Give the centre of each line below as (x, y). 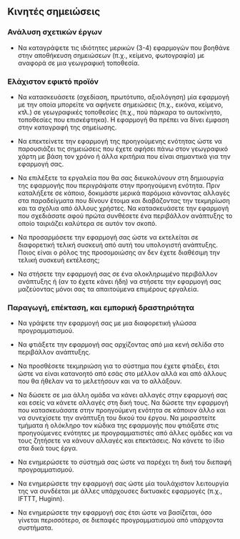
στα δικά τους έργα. (48, 448)
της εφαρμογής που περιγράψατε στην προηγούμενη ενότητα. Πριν (119, 185)
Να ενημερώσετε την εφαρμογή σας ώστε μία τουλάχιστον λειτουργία (123, 484)
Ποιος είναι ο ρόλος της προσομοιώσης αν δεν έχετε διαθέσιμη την (119, 252)
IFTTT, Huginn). (41, 499)
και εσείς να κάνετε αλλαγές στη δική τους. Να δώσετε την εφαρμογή (123, 402)
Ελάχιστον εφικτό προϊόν (53, 81)
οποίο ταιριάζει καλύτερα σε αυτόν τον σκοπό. (87, 223)
